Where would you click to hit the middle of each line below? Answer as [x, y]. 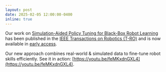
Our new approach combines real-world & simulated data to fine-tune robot [83, 53]
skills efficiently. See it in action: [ [39, 59]
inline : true [19, 19]
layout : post [19, 10]
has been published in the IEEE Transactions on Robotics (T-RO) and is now [83, 38]
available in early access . [31, 44]
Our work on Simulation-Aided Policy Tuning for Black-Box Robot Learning [82, 33]
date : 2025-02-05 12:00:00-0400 [39, 14]
